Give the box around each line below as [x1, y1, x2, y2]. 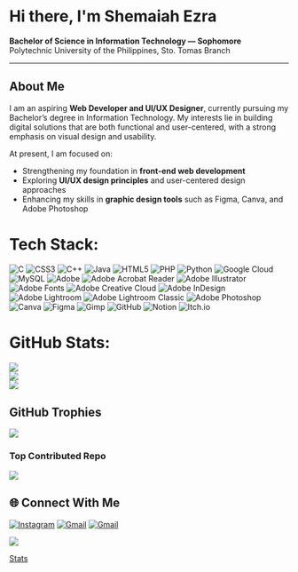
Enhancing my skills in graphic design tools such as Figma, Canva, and [21, 194, 284, 204]
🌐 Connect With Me [9, 496, 121, 511]
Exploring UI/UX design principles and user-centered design [21, 175, 246, 186]
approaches [21, 184, 67, 195]
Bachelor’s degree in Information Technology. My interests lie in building [9, 112, 273, 123]
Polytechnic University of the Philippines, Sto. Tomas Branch [9, 44, 231, 55]
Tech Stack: [9, 234, 99, 254]
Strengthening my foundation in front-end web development [21, 165, 246, 176]
